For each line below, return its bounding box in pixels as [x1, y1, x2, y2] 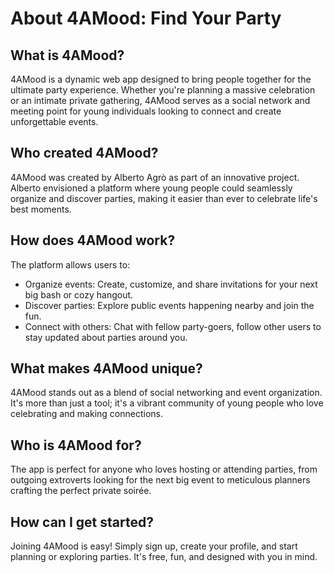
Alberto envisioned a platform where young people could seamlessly [10, 182, 293, 194]
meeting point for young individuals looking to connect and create [10, 105, 282, 117]
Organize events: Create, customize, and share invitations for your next [24, 278, 318, 290]
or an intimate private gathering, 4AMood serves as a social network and [10, 95, 311, 106]
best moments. [10, 203, 72, 215]
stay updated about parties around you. [24, 331, 188, 343]
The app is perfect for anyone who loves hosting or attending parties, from [10, 463, 318, 476]
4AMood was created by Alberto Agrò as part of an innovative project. [10, 171, 300, 183]
